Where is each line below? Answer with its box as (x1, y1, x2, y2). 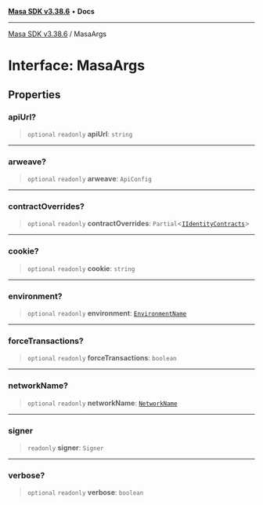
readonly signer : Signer (27, 443, 104, 452)
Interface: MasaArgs (8, 57, 146, 75)
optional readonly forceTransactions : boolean (27, 353, 178, 363)
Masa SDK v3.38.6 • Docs (8, 7, 95, 16)
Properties (8, 88, 61, 101)
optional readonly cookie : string (27, 263, 135, 273)
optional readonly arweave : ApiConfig (27, 174, 153, 184)
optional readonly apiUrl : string (27, 129, 133, 138)
